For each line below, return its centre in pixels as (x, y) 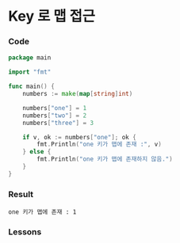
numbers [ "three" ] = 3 (58, 123)
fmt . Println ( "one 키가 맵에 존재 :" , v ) (100, 144)
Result (21, 194)
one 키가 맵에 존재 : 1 (42, 212)
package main (30, 58)
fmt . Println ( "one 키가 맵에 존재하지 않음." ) (105, 159)
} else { (37, 152)
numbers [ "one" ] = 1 (55, 108)
